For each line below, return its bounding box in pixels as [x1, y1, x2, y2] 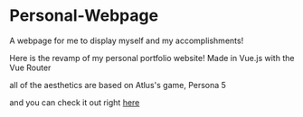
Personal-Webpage [9, 5, 159, 26]
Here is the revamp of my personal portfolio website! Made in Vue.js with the [9, 52, 295, 63]
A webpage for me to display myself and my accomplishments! [9, 35, 244, 46]
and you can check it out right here [9, 96, 140, 108]
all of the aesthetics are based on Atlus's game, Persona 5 [9, 79, 226, 90]
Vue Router [9, 62, 52, 73]
